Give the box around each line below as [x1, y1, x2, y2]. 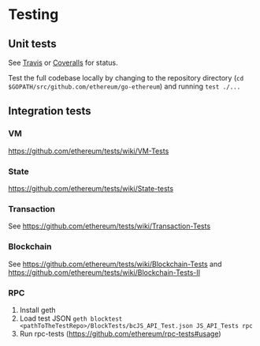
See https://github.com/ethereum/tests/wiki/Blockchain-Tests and [8, 259, 222, 269]
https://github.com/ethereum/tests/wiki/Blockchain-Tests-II [8, 267, 201, 277]
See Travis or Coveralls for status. [8, 58, 118, 67]
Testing [8, 6, 59, 24]
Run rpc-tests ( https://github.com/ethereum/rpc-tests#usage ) [19, 329, 222, 338]
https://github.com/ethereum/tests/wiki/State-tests [8, 183, 174, 193]
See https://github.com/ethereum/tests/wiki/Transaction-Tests [8, 221, 211, 231]
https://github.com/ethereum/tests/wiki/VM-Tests [8, 146, 169, 156]
